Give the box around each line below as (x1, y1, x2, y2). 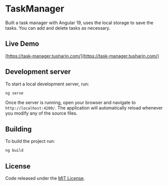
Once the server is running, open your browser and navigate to (5, 100, 136, 106)
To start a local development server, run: (5, 81, 89, 87)
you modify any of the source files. (5, 110, 78, 116)
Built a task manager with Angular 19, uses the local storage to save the (5, 20, 154, 26)
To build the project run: (5, 138, 55, 144)
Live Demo (5, 40, 39, 48)
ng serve (5, 90, 24, 96)
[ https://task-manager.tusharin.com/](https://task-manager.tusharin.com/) (5, 53, 159, 59)
